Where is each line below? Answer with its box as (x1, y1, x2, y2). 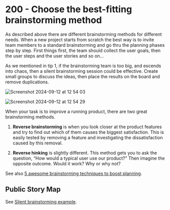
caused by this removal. (12, 140, 63, 146)
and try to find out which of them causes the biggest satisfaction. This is (12, 129, 164, 135)
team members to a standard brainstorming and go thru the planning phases (5, 42, 165, 48)
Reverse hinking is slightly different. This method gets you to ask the (12, 149, 157, 156)
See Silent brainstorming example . (5, 198, 77, 204)
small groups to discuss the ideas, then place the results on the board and (5, 73, 160, 79)
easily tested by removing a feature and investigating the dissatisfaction (12, 134, 163, 140)
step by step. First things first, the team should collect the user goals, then (5, 47, 161, 53)
